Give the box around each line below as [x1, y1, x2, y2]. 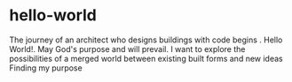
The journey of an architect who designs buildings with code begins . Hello [9, 34, 283, 45]
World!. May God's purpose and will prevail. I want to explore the [9, 43, 246, 54]
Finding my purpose [9, 63, 83, 73]
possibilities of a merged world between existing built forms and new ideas [9, 53, 283, 63]
